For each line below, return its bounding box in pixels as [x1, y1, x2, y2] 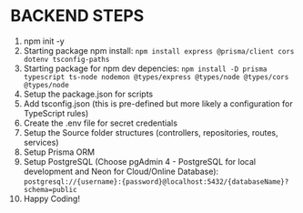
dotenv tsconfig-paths [23, 55, 110, 64]
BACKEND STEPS [10, 5, 145, 26]
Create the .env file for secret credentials [23, 117, 178, 128]
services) [23, 137, 59, 147]
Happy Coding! [23, 193, 81, 204]
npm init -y [23, 35, 65, 46]
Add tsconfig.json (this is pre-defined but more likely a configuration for [23, 97, 294, 109]
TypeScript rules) [23, 107, 89, 118]
